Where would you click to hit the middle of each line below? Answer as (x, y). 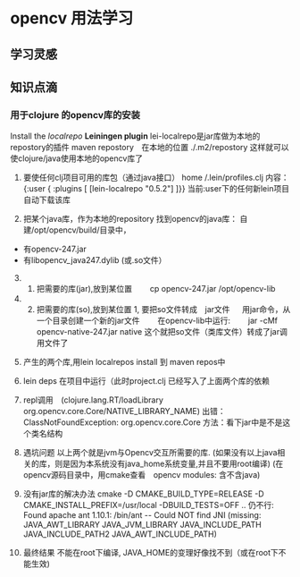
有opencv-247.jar (55, 249)
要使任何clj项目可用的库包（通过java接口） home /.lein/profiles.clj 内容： (156, 178)
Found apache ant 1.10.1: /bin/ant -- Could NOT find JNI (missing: (142, 515)
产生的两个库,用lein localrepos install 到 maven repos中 (124, 362)
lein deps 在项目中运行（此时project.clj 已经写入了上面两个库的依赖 (146, 381)
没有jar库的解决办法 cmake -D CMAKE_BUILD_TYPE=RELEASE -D (143, 494)
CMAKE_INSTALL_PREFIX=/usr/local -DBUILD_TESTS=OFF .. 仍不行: (149, 505)
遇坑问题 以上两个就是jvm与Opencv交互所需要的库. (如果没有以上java (150, 453)
